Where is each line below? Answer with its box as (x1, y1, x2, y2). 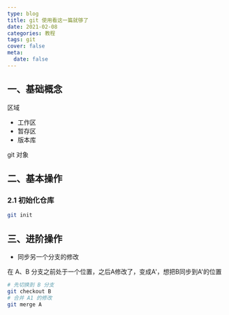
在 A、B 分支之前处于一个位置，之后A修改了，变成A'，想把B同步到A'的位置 (7, 267, 222, 276)
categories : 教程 (7, 29, 56, 37)
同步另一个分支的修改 (17, 252, 79, 261)
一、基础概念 (7, 83, 63, 95)
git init (7, 212, 33, 219)
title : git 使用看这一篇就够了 (7, 17, 89, 24)
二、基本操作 (7, 173, 63, 184)
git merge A (7, 301, 42, 308)
